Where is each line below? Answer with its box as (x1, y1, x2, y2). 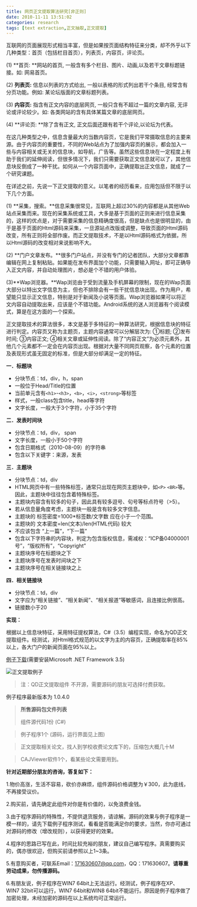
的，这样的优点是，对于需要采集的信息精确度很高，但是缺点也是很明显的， (6, 217, 186, 224)
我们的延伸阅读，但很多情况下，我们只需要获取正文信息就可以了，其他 (16, 156, 186, 163)
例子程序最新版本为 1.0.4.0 (6, 693, 70, 700)
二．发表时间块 (6, 417, 42, 424)
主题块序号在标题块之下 (14, 549, 72, 557)
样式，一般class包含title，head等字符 (14, 397, 105, 404)
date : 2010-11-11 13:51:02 (6, 14, 72, 20)
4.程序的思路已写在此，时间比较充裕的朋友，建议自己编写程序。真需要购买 (6, 840, 186, 847)
